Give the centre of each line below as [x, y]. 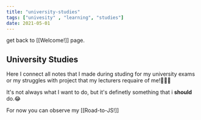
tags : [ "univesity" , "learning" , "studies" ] [65, 18]
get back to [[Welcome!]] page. [46, 41]
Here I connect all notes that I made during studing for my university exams [101, 74]
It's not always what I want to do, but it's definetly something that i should [99, 92]
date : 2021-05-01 [28, 23]
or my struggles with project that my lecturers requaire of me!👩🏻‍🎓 [89, 81]
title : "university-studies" [43, 12]
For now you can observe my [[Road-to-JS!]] [63, 110]
